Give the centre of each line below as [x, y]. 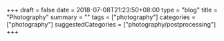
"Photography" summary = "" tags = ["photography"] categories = [101, 17]
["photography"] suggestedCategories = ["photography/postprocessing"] [111, 24]
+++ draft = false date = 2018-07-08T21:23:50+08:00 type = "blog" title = [112, 10]
